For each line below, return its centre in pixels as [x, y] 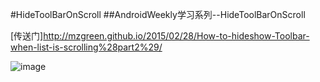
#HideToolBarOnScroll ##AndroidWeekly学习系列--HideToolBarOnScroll [158, 14]
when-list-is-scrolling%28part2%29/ [86, 47]
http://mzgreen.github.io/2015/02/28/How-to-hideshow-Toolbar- [176, 36]
